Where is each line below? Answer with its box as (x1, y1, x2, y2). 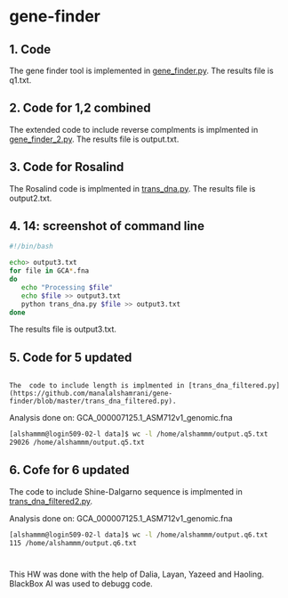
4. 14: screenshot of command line (9, 218, 204, 233)
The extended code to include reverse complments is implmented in (9, 124, 259, 135)
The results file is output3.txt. (9, 324, 117, 335)
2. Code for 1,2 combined (9, 101, 151, 116)
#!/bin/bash (9, 242, 53, 251)
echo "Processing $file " (20, 283, 114, 291)
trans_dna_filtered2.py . (9, 496, 93, 506)
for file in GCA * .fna (9, 266, 90, 275)
